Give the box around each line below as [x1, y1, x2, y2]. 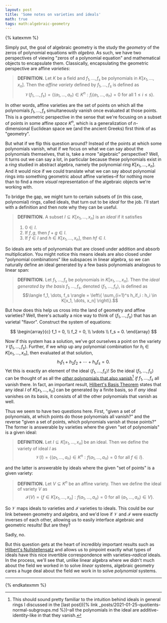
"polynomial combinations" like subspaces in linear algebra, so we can [5, 257, 150, 263]
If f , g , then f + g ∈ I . [24, 230, 67, 236]
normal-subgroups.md [12, 607, 59, 613]
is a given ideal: [5, 429, 37, 435]
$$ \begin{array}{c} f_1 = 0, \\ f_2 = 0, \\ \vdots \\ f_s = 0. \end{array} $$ [10, 328, 157, 334]
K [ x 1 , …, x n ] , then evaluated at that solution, [5, 350, 93, 357]
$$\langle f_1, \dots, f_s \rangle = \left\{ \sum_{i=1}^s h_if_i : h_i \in [22, 292, 157, 298]
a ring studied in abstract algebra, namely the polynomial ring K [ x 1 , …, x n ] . [5, 161, 156, 169]
